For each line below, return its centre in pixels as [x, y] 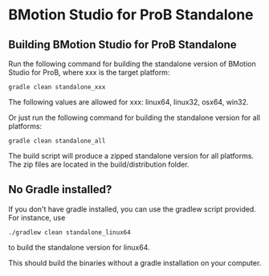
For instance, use [37, 217]
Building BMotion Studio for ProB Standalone [122, 45]
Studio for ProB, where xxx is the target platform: [89, 72]
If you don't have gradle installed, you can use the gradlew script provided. [132, 209]
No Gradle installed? [60, 189]
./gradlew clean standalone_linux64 [69, 232]
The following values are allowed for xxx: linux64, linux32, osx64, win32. [128, 102]
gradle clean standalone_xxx [57, 87]
